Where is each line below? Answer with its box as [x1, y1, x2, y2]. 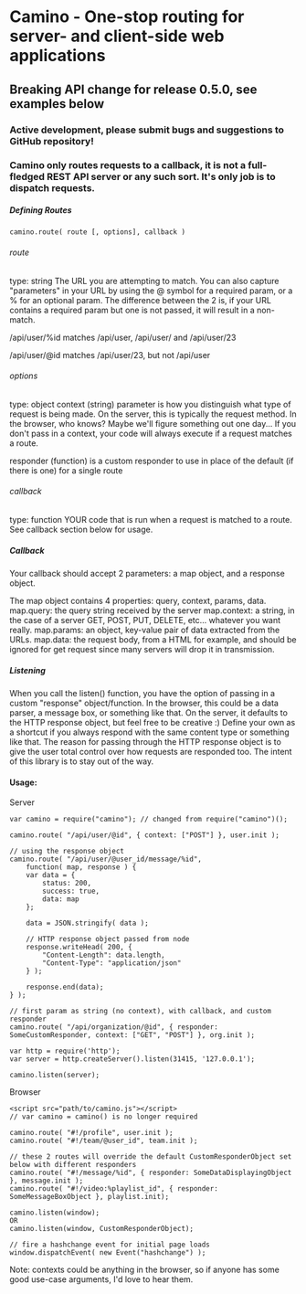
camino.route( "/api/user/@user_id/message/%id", [9, 854, 203, 864]
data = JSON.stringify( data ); [26, 918, 149, 928]
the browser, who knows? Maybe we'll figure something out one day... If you [9, 418, 297, 429]
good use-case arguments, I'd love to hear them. [9, 1274, 194, 1285]
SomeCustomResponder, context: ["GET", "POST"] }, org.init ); [9, 1031, 256, 1040]
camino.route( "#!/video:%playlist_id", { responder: [9, 1184, 219, 1193]
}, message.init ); [9, 1176, 84, 1185]
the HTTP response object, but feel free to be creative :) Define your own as [9, 716, 296, 727]
